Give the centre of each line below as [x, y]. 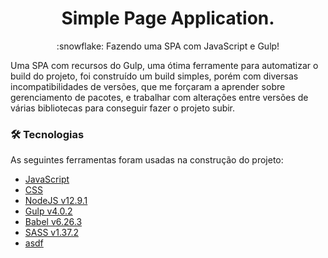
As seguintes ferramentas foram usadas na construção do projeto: [147, 160]
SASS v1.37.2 [51, 233]
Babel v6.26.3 [53, 222]
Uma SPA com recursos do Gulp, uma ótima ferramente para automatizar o [164, 65]
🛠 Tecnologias [47, 134]
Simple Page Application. [168, 18]
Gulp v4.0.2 [48, 211]
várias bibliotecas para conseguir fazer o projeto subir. [123, 108]
